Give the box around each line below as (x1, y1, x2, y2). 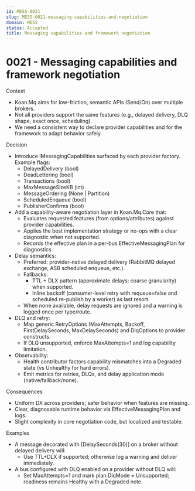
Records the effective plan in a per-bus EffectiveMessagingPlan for (23, 240, 186, 247)
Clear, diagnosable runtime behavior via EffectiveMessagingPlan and (14, 405, 181, 413)
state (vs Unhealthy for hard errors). (23, 364, 111, 371)
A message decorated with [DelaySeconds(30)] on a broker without (14, 441, 179, 448)
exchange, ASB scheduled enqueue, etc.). (23, 265, 125, 272)
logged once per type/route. (23, 308, 92, 315)
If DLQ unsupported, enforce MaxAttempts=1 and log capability (23, 339, 176, 346)
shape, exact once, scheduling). (14, 118, 93, 125)
